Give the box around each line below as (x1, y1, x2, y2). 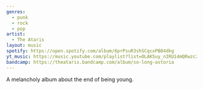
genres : (6, 8, 26, 15)
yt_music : (6, 54, 31, 60)
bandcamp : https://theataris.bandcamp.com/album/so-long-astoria (6, 59, 174, 65)
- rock (11, 20, 28, 26)
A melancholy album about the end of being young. (6, 76, 134, 83)
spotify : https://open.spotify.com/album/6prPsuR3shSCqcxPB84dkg (6, 48, 174, 54)
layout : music (6, 43, 42, 49)
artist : (6, 31, 26, 37)
